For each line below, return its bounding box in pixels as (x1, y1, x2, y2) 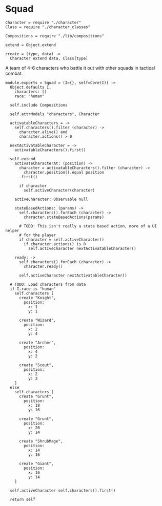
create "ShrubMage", (18, 438, 63, 444)
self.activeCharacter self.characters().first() (10, 488, 116, 493)
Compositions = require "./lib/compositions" (5, 33, 104, 38)
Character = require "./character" (5, 20, 82, 25)
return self (10, 497, 36, 502)
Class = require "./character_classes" (5, 24, 91, 30)
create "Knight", (18, 295, 56, 300)
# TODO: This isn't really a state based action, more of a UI (18, 223, 157, 228)
